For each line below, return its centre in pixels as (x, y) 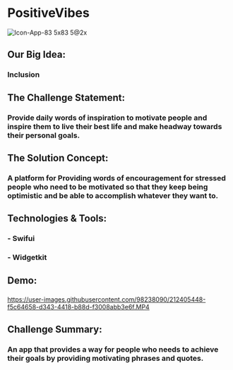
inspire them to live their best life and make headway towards (115, 126)
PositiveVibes (48, 13)
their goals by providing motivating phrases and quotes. (106, 358)
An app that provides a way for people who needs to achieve (113, 349)
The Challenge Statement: (66, 98)
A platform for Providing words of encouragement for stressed (116, 178)
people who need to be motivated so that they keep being (108, 187)
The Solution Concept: (58, 158)
